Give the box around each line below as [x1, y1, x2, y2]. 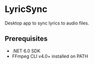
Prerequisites [5, 34, 48, 43]
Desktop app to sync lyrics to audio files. [5, 20, 89, 26]
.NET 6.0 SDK [12, 47, 41, 53]
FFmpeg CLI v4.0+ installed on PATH [12, 53, 88, 59]
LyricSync [5, 3, 48, 15]
